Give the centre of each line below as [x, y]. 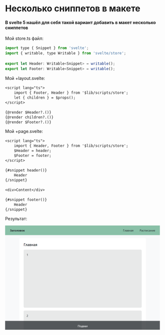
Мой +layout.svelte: [25, 78]
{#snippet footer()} [26, 200]
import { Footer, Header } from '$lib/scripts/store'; [71, 93]
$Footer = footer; [33, 155]
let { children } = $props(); [45, 98]
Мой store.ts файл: [24, 39]
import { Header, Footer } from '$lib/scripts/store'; [71, 146]
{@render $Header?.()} [28, 112]
